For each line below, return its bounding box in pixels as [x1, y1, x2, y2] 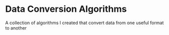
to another [5, 25, 27, 31]
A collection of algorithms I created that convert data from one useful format [5, 20, 164, 26]
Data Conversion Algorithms [5, 3, 127, 15]
